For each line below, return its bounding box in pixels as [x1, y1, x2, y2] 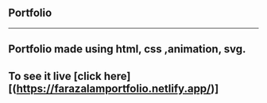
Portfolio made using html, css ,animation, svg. [8, 43, 246, 56]
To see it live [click [8, 69, 102, 82]
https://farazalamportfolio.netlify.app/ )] [16, 82, 219, 95]
